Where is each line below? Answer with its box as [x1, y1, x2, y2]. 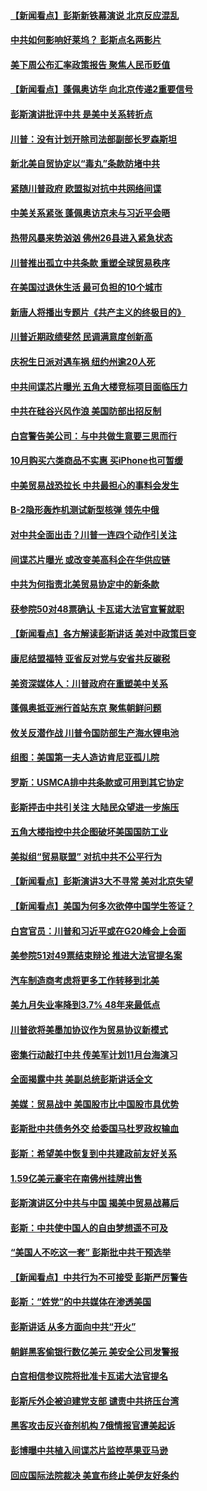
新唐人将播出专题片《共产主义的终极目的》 [10, 306, 186, 318]
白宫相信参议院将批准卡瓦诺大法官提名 [10, 1370, 168, 1382]
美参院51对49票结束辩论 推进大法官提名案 [10, 950, 183, 962]
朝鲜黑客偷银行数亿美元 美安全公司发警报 [10, 1345, 180, 1357]
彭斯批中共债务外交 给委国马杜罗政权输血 [10, 1123, 180, 1135]
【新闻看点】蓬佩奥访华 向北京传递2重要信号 [10, 83, 194, 95]
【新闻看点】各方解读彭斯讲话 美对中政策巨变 [10, 628, 197, 640]
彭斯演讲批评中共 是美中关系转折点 [10, 108, 153, 120]
